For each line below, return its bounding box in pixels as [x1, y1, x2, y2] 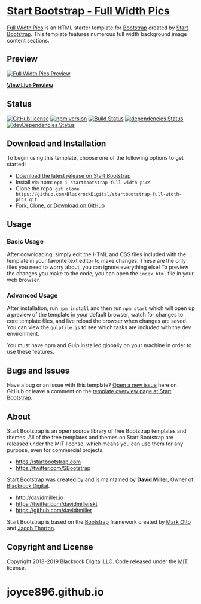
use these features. [7, 348, 54, 356]
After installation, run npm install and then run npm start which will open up [7, 305, 195, 312]
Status [7, 99, 32, 109]
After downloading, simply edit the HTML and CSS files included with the [7, 251, 187, 258]
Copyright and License [7, 542, 93, 552]
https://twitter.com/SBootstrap [15, 464, 91, 471]
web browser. [7, 277, 41, 284]
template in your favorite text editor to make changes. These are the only [7, 257, 186, 265]
